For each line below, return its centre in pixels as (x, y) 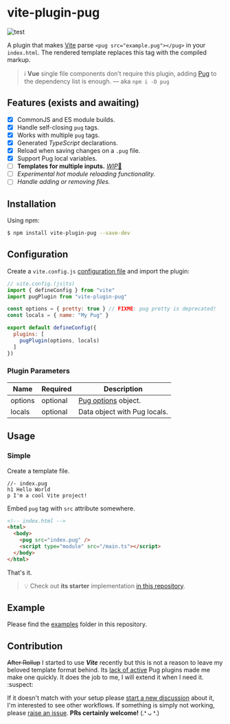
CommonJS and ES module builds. (66, 119)
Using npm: (23, 220)
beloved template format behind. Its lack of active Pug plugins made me (109, 670)
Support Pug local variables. (57, 158)
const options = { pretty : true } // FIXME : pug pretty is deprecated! (112, 309)
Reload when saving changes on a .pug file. (79, 151)
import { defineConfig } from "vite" (61, 290)
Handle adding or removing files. (64, 182)
